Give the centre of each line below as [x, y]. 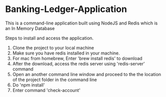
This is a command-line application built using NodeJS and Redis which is [81, 23]
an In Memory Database [30, 28]
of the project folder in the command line [55, 79]
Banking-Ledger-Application [66, 9]
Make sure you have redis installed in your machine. [66, 53]
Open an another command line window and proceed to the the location [87, 74]
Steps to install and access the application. [49, 38]
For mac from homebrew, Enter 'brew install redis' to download [77, 58]
